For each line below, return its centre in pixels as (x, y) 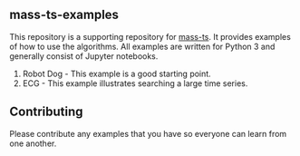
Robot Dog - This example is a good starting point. (116, 73)
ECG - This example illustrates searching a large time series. (135, 83)
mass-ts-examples (64, 15)
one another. (33, 143)
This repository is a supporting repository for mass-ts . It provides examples (150, 36)
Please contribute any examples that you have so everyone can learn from (148, 133)
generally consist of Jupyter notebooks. (84, 56)
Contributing (46, 112)
